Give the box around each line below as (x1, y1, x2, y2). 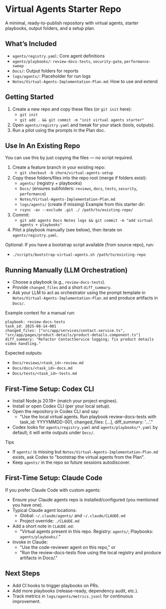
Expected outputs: (5, 350, 43, 356)
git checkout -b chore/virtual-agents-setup (19, 171, 113, 176)
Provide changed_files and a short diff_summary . (12, 285, 112, 291)
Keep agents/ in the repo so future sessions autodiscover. (12, 459, 130, 465)
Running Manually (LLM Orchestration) (5, 266, 128, 274)
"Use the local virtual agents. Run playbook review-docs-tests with (19, 414, 157, 419)
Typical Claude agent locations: (12, 507, 77, 513)
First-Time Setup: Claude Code (5, 474, 103, 482)
